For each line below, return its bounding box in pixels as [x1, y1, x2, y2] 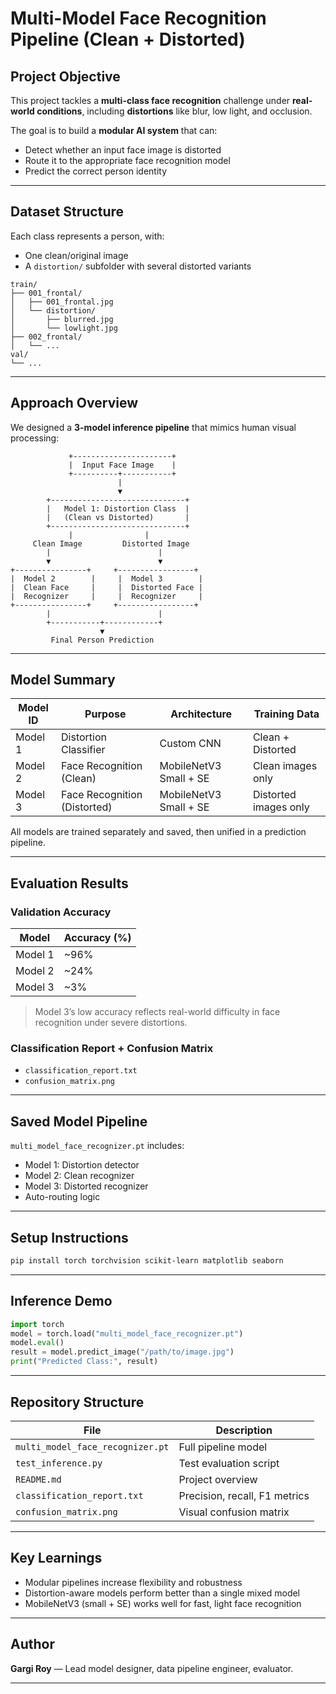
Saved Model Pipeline [10, 1113, 148, 1130]
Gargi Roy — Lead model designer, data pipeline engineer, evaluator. [10, 1662, 294, 1674]
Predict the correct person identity [24, 165, 168, 177]
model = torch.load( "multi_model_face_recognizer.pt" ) [10, 1328, 244, 1339]
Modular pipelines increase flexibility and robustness [24, 1576, 243, 1588]
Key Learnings [10, 1550, 103, 1567]
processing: [10, 432, 60, 444]
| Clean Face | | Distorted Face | [10, 582, 203, 592]
